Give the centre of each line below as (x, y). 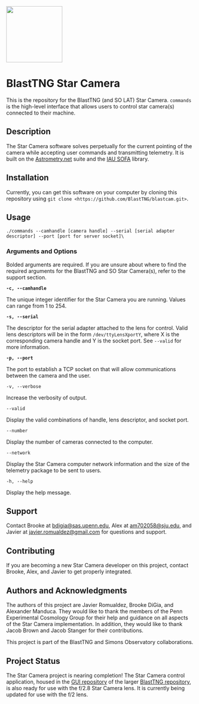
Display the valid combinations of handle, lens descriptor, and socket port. (98, 420)
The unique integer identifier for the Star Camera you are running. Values (96, 299)
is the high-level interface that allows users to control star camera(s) (90, 106)
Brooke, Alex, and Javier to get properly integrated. (69, 571)
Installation (27, 178)
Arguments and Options (42, 251)
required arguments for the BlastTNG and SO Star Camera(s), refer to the (96, 271)
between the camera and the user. (48, 375)
